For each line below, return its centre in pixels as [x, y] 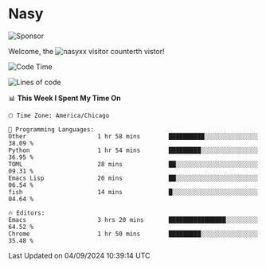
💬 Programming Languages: [51, 129]
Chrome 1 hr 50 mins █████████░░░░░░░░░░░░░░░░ [133, 234]
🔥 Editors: [27, 213]
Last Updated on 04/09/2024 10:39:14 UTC [79, 255]
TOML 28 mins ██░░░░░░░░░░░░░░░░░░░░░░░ [133, 164]
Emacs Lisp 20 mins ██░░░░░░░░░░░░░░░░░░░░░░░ [133, 178]
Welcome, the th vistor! [86, 51]
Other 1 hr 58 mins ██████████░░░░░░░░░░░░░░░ [133, 136]
